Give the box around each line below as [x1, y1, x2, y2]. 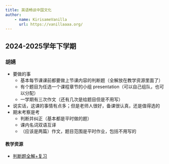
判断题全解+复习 [12, 153, 47, 159]
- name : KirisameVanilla [14, 17, 67, 22]
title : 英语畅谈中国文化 [5, 7, 52, 13]
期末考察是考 [12, 109, 40, 115]
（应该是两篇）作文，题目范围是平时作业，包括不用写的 [20, 128, 136, 134]
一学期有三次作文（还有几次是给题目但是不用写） [20, 96, 123, 102]
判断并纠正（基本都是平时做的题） [20, 115, 92, 121]
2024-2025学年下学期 [5, 42, 76, 50]
